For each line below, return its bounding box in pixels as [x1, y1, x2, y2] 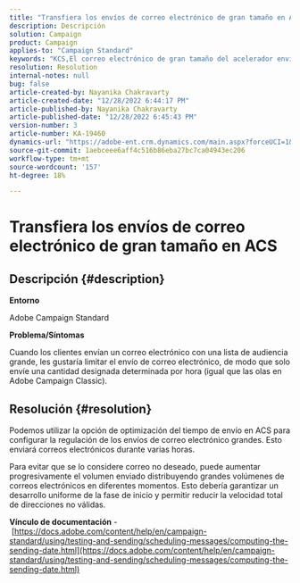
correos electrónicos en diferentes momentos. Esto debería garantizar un [9, 480, 279, 491]
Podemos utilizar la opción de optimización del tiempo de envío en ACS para [9, 425, 291, 436]
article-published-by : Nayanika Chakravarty [9, 104, 178, 113]
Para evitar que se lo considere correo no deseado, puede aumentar [9, 462, 261, 472]
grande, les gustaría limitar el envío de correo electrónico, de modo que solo [9, 356, 290, 367]
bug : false [9, 79, 50, 88]
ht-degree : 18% [9, 171, 66, 179]
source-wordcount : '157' [9, 162, 102, 171]
